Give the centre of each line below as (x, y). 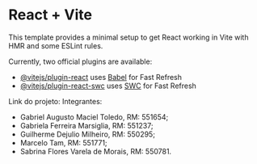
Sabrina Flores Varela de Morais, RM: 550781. (96, 151)
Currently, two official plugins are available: (80, 61)
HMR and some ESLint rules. (56, 45)
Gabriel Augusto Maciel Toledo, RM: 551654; (94, 117)
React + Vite (51, 15)
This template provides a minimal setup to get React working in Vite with (128, 37)
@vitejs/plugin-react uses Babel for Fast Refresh (101, 77)
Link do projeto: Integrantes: (55, 101)
